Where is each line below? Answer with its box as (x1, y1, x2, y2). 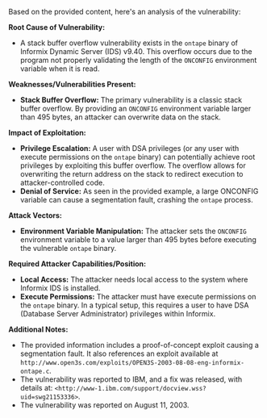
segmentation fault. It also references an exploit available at (19, 349, 219, 358)
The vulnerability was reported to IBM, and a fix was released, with (19, 374, 243, 384)
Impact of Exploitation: (8, 128, 86, 137)
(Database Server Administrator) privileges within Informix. (19, 309, 216, 318)
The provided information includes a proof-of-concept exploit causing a (19, 341, 260, 349)
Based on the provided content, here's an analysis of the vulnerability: (8, 7, 241, 16)
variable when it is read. (19, 64, 100, 73)
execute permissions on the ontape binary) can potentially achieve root (19, 153, 256, 161)
